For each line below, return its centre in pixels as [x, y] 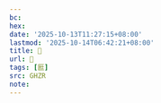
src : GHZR [28, 76]
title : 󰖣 [26, 51]
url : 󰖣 [22, 59]
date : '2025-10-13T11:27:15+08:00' [76, 34]
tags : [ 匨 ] [29, 68]
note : [19, 84]
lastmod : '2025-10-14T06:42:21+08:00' [82, 43]
